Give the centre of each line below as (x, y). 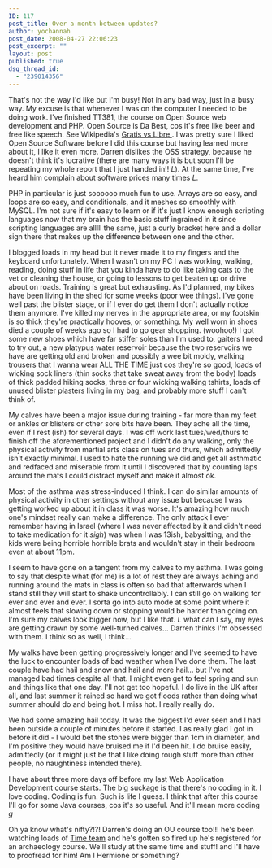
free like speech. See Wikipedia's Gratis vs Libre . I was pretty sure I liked (131, 134)
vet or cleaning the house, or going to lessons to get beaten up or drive (127, 278)
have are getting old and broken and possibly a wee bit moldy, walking (126, 355)
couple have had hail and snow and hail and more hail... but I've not (121, 670)
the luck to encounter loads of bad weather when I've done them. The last (132, 661)
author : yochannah (39, 31)
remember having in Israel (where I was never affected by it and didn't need (135, 526)
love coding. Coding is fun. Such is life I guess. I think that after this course (134, 796)
